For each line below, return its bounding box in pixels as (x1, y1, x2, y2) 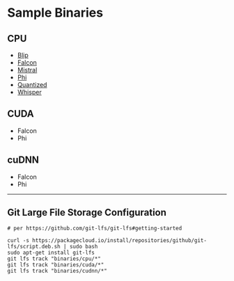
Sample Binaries (7, 5, 103, 21)
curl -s (7, 237, 30, 244)
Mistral (17, 66, 38, 74)
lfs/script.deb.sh (7, 243, 61, 250)
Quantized (17, 81, 47, 88)
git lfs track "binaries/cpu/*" (7, 255, 101, 262)
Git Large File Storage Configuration (7, 207, 167, 218)
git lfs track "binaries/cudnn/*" (7, 268, 108, 275)
